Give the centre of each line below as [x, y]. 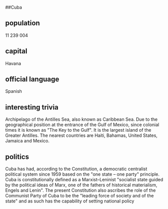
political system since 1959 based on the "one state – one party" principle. [82, 174]
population [23, 23]
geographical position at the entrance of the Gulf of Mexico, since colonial [82, 125]
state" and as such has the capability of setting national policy [70, 201]
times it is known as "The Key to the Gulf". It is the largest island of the [78, 130]
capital [16, 51]
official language [32, 80]
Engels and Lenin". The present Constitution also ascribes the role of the [80, 190]
